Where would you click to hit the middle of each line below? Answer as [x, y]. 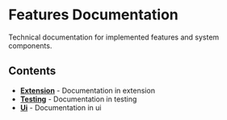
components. [30, 45]
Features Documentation [94, 15]
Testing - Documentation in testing [78, 99]
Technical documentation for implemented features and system [114, 37]
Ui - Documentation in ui [61, 107]
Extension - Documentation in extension [88, 90]
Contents [32, 71]
